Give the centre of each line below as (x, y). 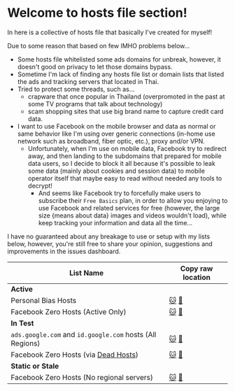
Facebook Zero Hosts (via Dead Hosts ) (74, 355)
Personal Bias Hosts (44, 300)
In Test (22, 323)
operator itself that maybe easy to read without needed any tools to (125, 178)
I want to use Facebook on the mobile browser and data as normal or (116, 126)
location (197, 277)
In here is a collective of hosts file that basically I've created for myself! (110, 32)
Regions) (26, 343)
